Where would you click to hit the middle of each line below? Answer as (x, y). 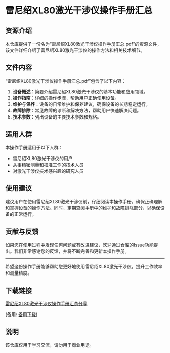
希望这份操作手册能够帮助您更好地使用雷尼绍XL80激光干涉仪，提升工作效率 (84, 267)
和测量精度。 (18, 273)
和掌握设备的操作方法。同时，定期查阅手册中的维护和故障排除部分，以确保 (83, 208)
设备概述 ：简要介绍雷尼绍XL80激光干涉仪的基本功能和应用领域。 (80, 91)
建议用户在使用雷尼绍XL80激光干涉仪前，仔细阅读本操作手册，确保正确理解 (84, 202)
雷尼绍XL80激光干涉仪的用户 (42, 158)
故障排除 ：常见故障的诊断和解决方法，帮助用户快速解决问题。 (77, 110)
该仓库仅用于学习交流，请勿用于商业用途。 (50, 345)
